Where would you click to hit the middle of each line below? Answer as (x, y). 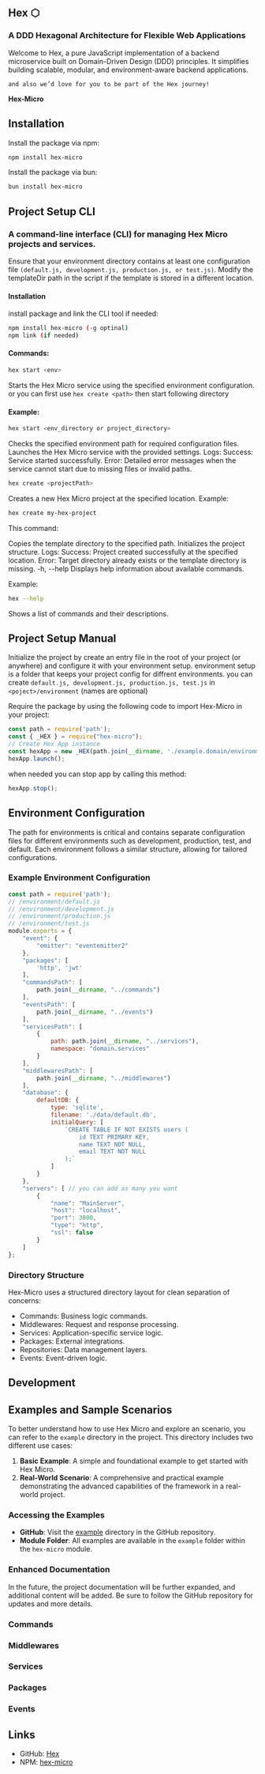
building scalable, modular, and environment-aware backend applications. (128, 70)
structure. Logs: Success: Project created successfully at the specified (123, 552)
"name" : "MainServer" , (88, 1203)
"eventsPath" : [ (49, 1004)
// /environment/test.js (49, 924)
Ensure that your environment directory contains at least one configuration (129, 261)
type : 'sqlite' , (77, 1108)
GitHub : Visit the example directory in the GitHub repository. (118, 1532)
